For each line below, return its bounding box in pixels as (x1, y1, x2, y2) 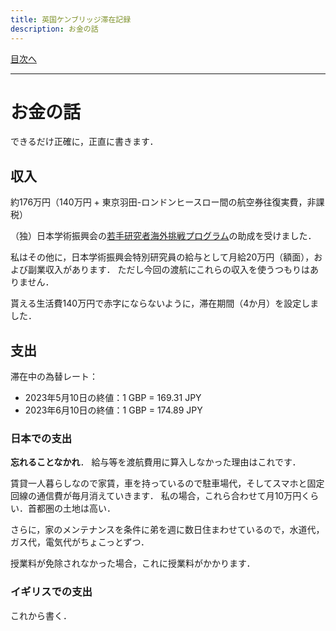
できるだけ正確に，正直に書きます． (10, 136, 159, 148)
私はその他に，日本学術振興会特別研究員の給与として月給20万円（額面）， (10, 251, 315, 263)
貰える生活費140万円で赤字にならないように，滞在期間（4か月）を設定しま (10, 297, 320, 310)
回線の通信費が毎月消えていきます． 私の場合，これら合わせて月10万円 (10, 490, 302, 502)
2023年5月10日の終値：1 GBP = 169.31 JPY (24, 392, 202, 404)
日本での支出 (10, 431, 73, 445)
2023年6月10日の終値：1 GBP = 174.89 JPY (24, 404, 203, 416)
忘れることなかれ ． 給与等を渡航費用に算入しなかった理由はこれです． (10, 456, 302, 468)
